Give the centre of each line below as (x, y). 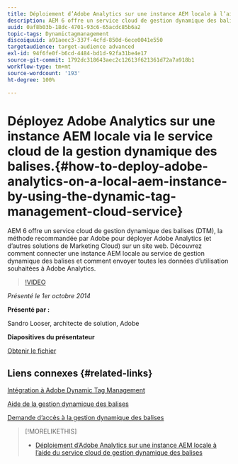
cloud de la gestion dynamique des (112, 151)
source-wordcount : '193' (44, 73)
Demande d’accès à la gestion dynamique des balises (86, 418)
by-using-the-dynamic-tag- (92, 196)
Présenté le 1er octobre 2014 (49, 296)
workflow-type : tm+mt (39, 67)
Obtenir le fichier (32, 351)
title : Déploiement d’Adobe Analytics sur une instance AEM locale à (112, 14)
